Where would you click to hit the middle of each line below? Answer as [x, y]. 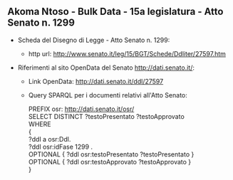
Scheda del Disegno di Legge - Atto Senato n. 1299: [94, 40]
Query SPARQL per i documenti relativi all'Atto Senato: [108, 95]
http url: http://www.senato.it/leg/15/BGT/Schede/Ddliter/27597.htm [127, 53]
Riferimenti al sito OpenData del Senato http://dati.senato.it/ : [106, 68]
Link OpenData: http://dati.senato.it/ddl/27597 [96, 81]
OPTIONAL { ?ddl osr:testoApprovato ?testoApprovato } [110, 162]
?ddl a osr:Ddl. [50, 139]
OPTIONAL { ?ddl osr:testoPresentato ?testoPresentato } [111, 154]
